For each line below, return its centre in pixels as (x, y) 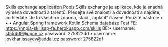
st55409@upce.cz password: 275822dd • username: (61, 34)
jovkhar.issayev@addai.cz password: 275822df (54, 39)
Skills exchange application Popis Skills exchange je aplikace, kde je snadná (84, 7)
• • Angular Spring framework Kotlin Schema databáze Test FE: (71, 23)
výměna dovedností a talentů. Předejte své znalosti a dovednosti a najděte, (83, 12)
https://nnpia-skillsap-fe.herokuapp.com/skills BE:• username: (70, 28)
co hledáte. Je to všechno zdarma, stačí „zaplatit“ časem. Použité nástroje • (84, 18)
